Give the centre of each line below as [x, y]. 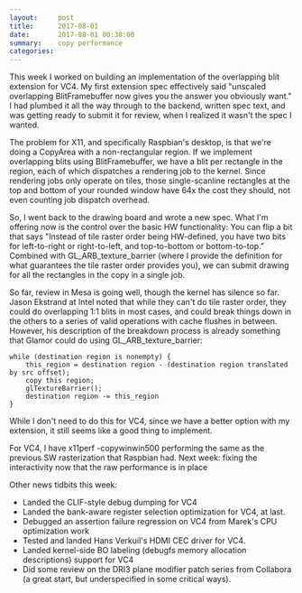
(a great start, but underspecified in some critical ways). [127, 579]
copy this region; [60, 381]
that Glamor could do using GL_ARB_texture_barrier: [106, 340]
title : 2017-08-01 [54, 26]
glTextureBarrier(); [64, 389]
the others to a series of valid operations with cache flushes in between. [143, 321]
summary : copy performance [66, 43]
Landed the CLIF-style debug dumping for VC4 [110, 503]
